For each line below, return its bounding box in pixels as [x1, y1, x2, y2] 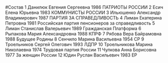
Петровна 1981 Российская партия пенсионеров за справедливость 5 [5, 20, 155, 26]
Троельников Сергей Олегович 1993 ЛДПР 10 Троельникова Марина [5, 41, 153, 47]
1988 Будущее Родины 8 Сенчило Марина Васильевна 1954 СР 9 [5, 36, 144, 42]
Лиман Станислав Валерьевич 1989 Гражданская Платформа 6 [5, 25, 141, 31]
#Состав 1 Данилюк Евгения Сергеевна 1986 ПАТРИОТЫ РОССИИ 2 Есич [5, 4, 163, 10]
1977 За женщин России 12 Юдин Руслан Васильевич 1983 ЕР [5, 52, 137, 58]
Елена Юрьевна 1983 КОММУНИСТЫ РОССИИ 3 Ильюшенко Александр [5, 9, 161, 15]
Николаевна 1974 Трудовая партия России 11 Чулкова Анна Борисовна [5, 47, 157, 52]
